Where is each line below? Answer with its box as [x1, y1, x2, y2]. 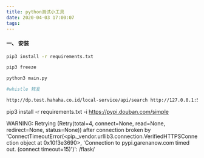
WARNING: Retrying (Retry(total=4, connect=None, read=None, [6, 119, 166, 127]
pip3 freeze [6, 64, 36, 70]
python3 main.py [6, 75, 47, 82]
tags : [6, 20, 20, 26]
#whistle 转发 [6, 86, 41, 93]
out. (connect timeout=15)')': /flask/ [6, 145, 95, 153]
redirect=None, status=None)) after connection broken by [6, 126, 151, 133]
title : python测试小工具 [6, 8, 65, 15]
